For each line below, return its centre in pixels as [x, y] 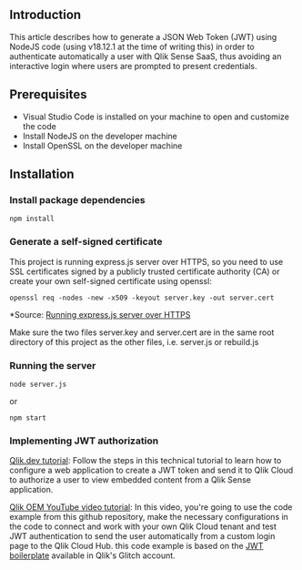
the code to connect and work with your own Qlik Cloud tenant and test [143, 526]
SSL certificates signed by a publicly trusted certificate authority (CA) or [145, 271]
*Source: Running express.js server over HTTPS [100, 314]
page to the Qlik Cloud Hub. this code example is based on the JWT [136, 546]
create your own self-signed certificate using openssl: [111, 280]
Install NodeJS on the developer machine [100, 136]
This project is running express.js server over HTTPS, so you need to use [146, 261]
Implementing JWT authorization [84, 441]
